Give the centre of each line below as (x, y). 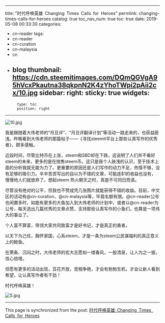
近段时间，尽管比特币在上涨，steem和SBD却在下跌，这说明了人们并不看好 (80, 155)
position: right (33, 109)
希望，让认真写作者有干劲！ (33, 275)
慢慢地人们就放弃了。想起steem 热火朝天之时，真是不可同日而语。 (72, 179)
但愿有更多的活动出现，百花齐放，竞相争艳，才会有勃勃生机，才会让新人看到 (82, 269)
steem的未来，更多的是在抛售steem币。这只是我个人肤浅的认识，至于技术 (80, 161)
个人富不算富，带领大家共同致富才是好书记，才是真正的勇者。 (68, 225)
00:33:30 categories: (40, 24)
